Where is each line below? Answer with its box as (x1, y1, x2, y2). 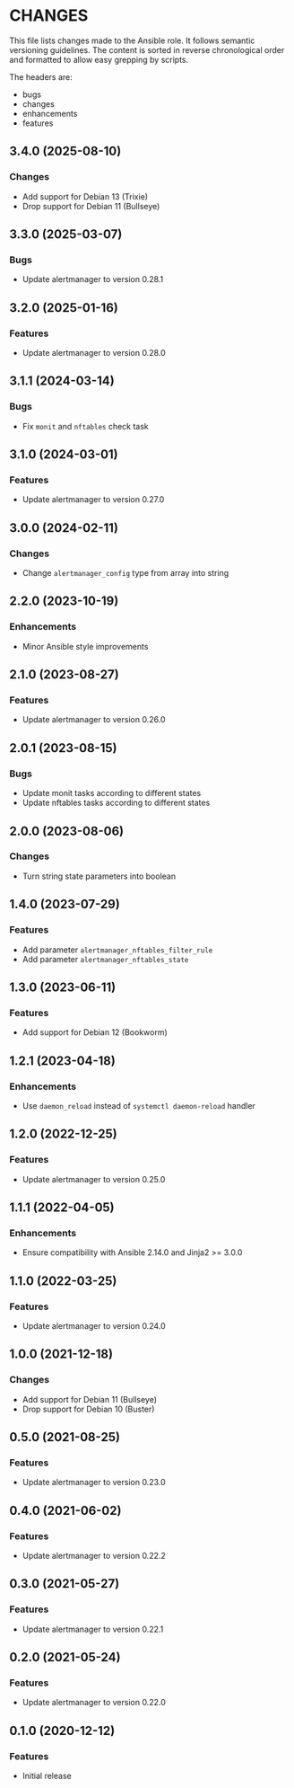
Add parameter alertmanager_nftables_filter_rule (22, 944, 213, 955)
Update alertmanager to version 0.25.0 (22, 1173, 166, 1184)
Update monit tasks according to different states (22, 788, 202, 799)
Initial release (22, 1771, 72, 1782)
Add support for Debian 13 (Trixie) (22, 190, 149, 202)
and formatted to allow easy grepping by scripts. (9, 54, 189, 65)
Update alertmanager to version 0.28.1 (22, 274, 164, 285)
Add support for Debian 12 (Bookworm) (22, 1027, 168, 1038)
